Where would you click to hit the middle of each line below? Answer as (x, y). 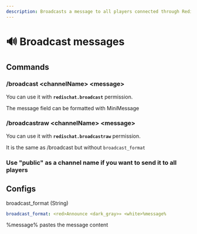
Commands (28, 67)
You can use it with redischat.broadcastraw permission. (73, 136)
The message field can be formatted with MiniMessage (73, 108)
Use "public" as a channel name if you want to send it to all (91, 162)
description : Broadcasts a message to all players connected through (93, 11)
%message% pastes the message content (57, 225)
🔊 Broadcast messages (65, 41)
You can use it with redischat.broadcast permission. (69, 97)
